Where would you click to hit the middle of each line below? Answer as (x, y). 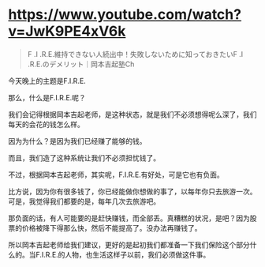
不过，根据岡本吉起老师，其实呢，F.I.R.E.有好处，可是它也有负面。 (116, 175)
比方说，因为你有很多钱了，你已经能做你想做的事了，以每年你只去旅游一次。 (132, 191)
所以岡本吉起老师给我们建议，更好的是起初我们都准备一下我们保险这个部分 (129, 244)
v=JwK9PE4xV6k (67, 31)
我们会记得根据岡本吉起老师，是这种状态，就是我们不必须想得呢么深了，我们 (132, 114)
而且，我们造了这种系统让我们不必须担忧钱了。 (84, 158)
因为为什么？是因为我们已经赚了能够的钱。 (77, 141)
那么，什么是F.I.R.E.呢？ (47, 97)
